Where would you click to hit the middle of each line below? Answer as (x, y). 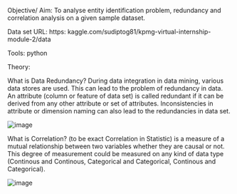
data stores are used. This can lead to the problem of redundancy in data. (115, 88)
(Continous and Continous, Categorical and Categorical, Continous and (112, 161)
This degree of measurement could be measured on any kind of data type (116, 154)
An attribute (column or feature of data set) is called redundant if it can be (116, 96)
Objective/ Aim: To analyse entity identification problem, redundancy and (115, 10)
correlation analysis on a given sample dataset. (77, 18)
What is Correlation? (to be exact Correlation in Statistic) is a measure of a (116, 139)
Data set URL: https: (37, 32)
